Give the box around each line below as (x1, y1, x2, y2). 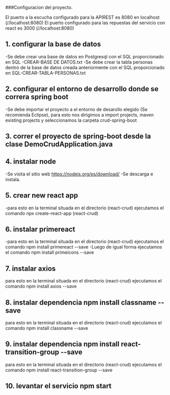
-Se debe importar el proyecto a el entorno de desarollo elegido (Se (5, 106, 148, 112)
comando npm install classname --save (5, 325, 88, 332)
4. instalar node (5, 157, 56, 166)
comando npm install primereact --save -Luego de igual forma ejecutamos (5, 244, 162, 250)
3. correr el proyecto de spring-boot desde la (5, 132, 151, 141)
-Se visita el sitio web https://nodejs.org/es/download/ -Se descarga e (5, 171, 153, 177)
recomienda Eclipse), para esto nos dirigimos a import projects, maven (5, 112, 154, 118)
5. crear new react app (5, 191, 78, 200)
